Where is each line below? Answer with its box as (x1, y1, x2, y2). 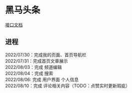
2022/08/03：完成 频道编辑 (5, 64, 62, 70)
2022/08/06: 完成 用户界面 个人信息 (5, 76, 79, 82)
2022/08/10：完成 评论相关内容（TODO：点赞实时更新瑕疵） (5, 83, 131, 89)
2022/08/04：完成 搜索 (5, 70, 53, 76)
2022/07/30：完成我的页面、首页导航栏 (5, 51, 87, 57)
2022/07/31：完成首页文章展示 (5, 58, 68, 64)
